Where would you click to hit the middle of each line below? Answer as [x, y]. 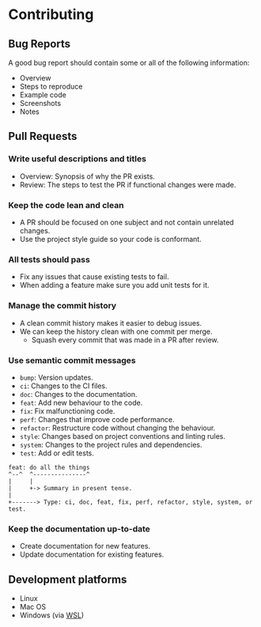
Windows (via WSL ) [52, 615]
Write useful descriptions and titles [77, 159]
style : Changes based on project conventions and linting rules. [123, 436]
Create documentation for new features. [85, 546]
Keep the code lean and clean [66, 205]
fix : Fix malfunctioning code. [67, 411]
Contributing [51, 15]
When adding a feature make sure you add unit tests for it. [114, 285]
